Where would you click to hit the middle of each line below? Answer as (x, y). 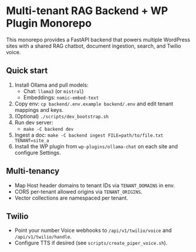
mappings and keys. (39, 110)
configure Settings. (38, 152)
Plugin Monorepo (49, 23)
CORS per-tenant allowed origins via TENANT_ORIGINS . (78, 191)
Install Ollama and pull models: (52, 85)
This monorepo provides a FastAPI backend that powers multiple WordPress (98, 39)
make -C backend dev (48, 129)
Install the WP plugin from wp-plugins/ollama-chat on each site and (96, 146)
